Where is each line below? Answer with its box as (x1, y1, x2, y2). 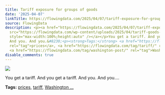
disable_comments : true (5, 52, 54, 57)
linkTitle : (5, 16, 27, 21)
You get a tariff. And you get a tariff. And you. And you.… (5, 75, 119, 81)
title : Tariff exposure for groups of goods (5, 7, 98, 12)
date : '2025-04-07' (5, 12, 45, 17)
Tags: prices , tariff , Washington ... (5, 84, 74, 90)
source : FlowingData (5, 20, 48, 26)
